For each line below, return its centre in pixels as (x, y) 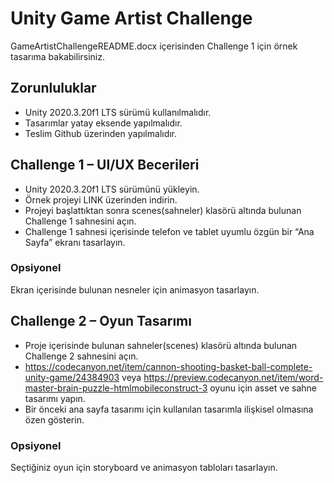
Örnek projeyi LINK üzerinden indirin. (101, 199)
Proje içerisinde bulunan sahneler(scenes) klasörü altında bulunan (161, 345)
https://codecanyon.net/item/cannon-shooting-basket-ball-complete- (168, 366)
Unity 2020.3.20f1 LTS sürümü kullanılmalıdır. (118, 112)
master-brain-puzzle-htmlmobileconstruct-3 (116, 388)
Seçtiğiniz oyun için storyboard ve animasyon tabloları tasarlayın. (144, 467)
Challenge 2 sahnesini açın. (81, 356)
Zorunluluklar (53, 88)
